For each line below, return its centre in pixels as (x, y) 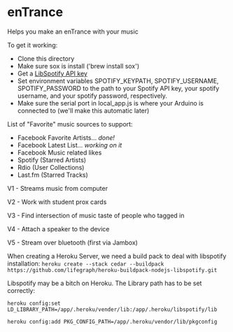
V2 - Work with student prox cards (57, 202)
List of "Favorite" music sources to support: (70, 124)
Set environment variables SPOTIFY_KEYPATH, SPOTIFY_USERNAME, (118, 80)
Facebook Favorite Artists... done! (66, 138)
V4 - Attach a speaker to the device (58, 229)
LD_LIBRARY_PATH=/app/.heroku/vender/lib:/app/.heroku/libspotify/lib (112, 309)
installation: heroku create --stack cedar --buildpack (86, 264)
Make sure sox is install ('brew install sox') (78, 66)
